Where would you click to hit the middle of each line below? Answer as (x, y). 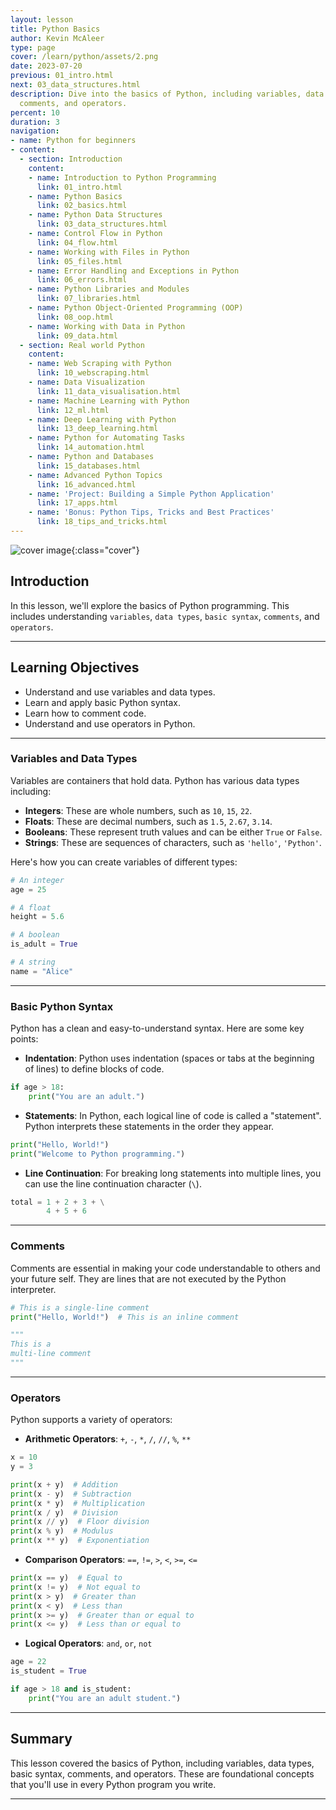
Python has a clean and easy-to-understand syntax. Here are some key (157, 1028)
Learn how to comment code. (85, 713)
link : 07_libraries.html (88, 299)
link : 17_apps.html (77, 503)
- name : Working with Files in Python (109, 252)
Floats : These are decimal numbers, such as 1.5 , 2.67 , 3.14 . (148, 821)
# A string (33, 962)
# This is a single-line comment (80, 1307)
